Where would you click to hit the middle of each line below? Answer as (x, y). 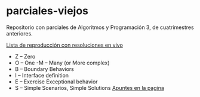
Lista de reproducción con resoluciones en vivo (65, 45)
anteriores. (19, 33)
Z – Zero (25, 56)
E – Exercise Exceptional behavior (56, 82)
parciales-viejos (47, 11)
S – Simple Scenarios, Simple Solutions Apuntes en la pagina (89, 88)
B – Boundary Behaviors (44, 69)
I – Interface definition (42, 75)
